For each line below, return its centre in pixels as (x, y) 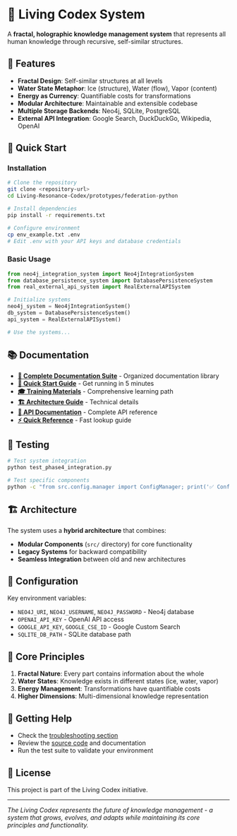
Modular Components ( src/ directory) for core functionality (105, 544)
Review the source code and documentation (82, 743)
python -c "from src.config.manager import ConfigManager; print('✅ (111, 487)
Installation (27, 168)
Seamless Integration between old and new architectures (102, 559)
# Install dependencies (42, 209)
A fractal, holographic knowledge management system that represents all (117, 34)
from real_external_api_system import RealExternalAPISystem (99, 287)
